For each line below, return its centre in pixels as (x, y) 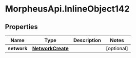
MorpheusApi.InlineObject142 (68, 9)
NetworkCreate (50, 48)
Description (87, 40)
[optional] (117, 48)
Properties (21, 27)
